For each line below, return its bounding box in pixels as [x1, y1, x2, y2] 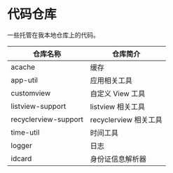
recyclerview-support [11, 114, 84, 124]
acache [11, 62, 36, 72]
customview [11, 88, 51, 98]
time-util [11, 127, 40, 137]
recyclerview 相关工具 [90, 114, 162, 124]
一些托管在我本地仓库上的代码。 [7, 31, 99, 39]
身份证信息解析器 [90, 154, 147, 164]
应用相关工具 [90, 75, 133, 85]
